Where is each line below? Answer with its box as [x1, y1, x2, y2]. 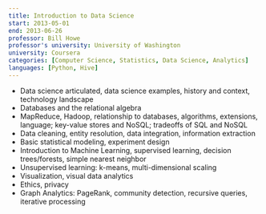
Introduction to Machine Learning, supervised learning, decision [19, 145, 232, 155]
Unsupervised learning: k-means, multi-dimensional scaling [19, 162, 217, 172]
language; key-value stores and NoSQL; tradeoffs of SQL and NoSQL [19, 119, 248, 129]
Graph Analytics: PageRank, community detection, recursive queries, [19, 188, 248, 197]
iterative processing [19, 196, 86, 206]
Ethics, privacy [19, 180, 70, 189]
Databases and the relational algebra [19, 103, 142, 112]
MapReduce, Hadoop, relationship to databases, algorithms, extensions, [19, 111, 258, 121]
